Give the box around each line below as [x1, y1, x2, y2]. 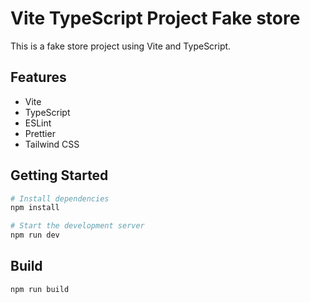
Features [10, 69, 67, 86]
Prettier [24, 127, 56, 139]
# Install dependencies [10, 193, 110, 204]
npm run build [10, 284, 70, 294]
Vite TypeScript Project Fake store [10, 7, 301, 30]
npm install [10, 203, 60, 213]
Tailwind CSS [24, 138, 80, 150]
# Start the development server [10, 221, 145, 231]
